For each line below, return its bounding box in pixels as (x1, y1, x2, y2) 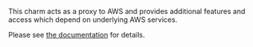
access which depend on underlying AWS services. (8, 15, 178, 24)
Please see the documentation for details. (8, 31, 145, 39)
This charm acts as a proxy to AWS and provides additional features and (8, 7, 246, 16)
